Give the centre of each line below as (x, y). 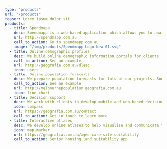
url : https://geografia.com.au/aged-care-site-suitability (77, 135)
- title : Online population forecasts (50, 74)
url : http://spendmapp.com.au (45, 38)
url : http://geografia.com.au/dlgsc (52, 65)
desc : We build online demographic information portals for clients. (88, 56)
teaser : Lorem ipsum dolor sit (38, 19)
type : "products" (23, 10)
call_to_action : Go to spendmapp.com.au (56, 42)
